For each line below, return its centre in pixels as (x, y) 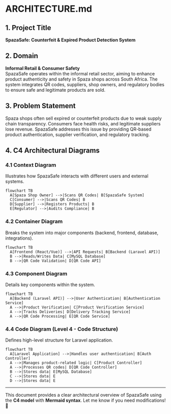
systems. (15, 182)
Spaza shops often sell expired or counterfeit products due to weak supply (83, 118)
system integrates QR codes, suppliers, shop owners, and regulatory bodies (85, 84)
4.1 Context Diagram (31, 165)
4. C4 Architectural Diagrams (53, 151)
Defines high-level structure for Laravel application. (59, 340)
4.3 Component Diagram (36, 273)
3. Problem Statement (40, 106)
